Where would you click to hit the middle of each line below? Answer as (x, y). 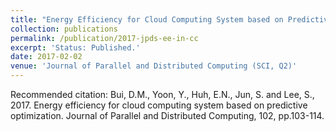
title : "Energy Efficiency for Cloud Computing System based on (147, 19)
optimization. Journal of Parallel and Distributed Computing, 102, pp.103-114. (167, 115)
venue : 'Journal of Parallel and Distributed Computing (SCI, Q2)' (154, 66)
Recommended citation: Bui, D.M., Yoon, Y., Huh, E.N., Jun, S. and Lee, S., (162, 94)
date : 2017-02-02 (46, 57)
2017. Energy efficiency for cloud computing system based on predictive (159, 105)
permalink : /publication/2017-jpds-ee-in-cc (104, 38)
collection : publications (64, 29)
